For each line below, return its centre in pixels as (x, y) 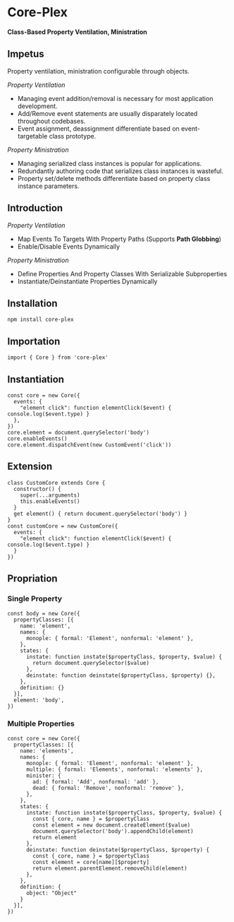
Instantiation (36, 379)
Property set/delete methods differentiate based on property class (114, 178)
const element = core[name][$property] (91, 862)
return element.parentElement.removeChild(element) (110, 868)
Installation (32, 303)
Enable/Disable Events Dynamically (69, 246)
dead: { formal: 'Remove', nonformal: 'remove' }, (109, 788)
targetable (32, 136)
